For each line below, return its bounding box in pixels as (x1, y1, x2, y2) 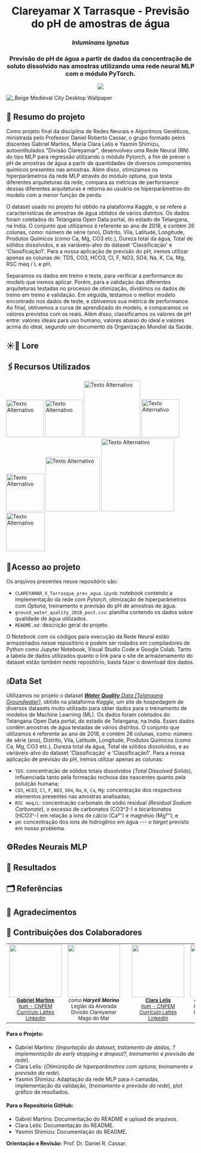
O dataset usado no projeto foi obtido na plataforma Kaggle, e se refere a (6, 203, 187, 211)
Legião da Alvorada (71, 1003, 117, 1010)
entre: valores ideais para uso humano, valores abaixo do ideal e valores (6, 317, 184, 324)
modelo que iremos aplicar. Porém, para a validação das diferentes (6, 278, 171, 286)
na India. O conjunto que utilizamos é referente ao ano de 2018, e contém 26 (6, 222, 195, 229)
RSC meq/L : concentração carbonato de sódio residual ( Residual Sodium (14, 799, 191, 807)
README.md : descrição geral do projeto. (14, 621, 109, 628)
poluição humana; (14, 780, 60, 787)
